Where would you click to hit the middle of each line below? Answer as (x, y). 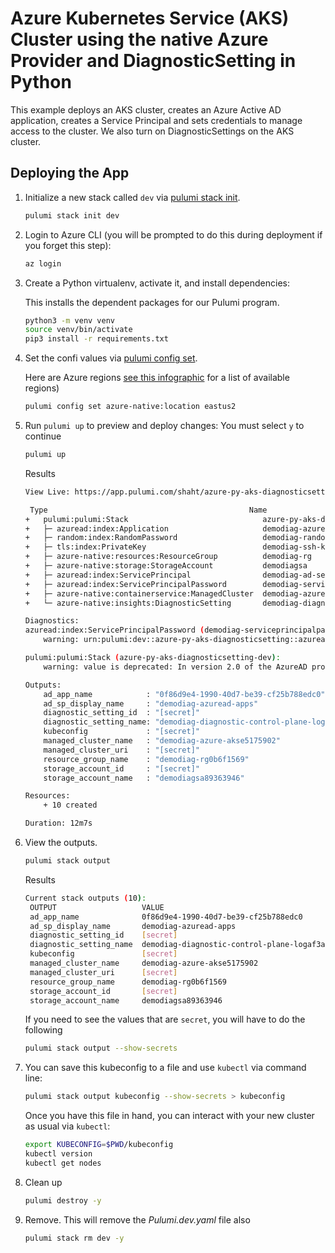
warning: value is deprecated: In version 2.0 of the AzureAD (175, 667)
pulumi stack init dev (72, 215)
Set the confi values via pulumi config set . (111, 358)
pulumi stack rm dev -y (74, 1238)
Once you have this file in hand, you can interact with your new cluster (169, 1116)
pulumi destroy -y (63, 1200)
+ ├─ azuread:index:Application (96, 528)
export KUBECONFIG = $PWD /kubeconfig (99, 1145)
